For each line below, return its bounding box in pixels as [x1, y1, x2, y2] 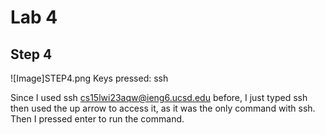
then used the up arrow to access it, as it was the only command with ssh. [10, 102, 316, 114]
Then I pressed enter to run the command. [10, 113, 185, 125]
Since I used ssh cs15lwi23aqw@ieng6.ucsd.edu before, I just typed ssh [10, 92, 308, 103]
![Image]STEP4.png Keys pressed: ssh [10, 72, 169, 84]
